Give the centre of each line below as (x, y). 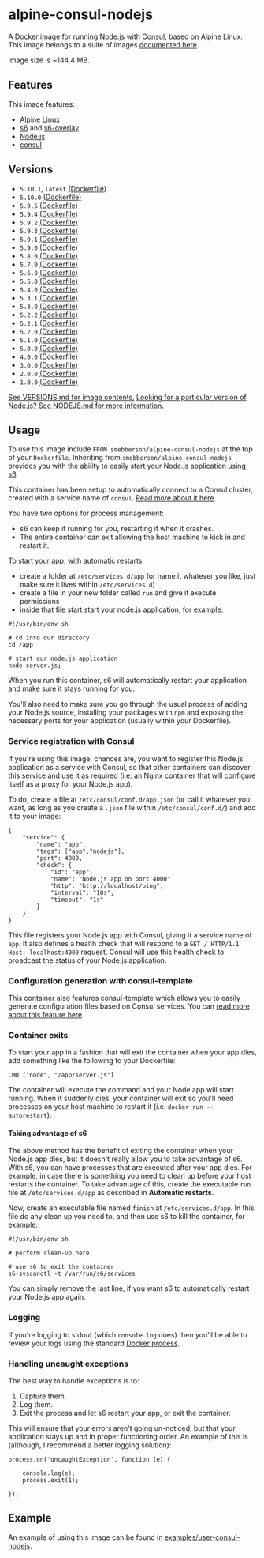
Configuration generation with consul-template (100, 980)
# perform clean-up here (49, 1253)
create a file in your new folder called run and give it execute (118, 593)
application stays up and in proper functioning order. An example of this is (128, 1437)
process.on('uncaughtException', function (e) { (89, 1460)
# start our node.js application (63, 659)
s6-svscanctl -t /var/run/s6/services (72, 1274)
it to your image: (35, 816)
